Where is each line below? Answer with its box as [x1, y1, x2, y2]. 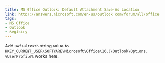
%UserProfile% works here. [5, 53, 59, 59]
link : [5, 12, 16, 16]
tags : [5, 16, 16, 21]
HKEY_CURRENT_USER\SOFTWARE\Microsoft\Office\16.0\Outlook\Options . [5, 48, 147, 54]
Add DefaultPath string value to [5, 43, 69, 48]
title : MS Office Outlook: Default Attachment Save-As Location [5, 7, 139, 12]
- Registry [5, 30, 27, 34]
